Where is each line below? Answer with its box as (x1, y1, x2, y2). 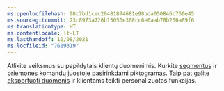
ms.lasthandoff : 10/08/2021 (7, 36, 89, 43)
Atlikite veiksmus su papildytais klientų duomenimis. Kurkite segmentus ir (7, 62, 217, 69)
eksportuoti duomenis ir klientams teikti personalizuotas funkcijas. (7, 76, 197, 84)
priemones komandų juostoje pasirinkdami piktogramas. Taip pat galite (7, 69, 210, 77)
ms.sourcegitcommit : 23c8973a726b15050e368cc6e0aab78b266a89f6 (7, 17, 195, 24)
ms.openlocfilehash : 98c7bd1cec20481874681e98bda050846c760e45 (7, 10, 195, 17)
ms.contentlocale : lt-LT (7, 29, 79, 37)
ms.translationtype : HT (7, 23, 77, 30)
